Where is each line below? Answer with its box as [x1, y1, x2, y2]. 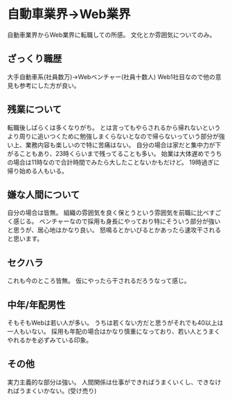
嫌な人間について [7, 189, 80, 200]
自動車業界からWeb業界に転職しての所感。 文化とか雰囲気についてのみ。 [7, 31, 216, 39]
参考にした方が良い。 [19, 81, 80, 89]
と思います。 [7, 234, 44, 243]
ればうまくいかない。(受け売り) [7, 386, 97, 395]
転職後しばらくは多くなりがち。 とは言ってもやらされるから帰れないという [7, 123, 221, 132]
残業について [7, 103, 62, 115]
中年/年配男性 [7, 299, 66, 311]
